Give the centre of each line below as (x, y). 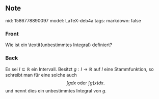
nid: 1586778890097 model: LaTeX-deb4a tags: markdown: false (73, 20)
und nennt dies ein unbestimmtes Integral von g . (56, 91)
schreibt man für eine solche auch (41, 75)
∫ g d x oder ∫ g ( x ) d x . (86, 83)
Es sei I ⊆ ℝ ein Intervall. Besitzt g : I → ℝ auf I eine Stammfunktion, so (79, 69)
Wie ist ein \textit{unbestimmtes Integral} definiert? (59, 45)
